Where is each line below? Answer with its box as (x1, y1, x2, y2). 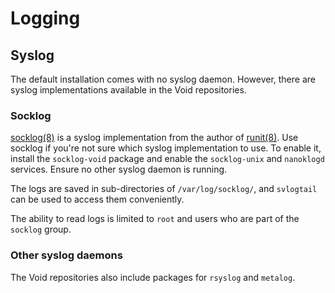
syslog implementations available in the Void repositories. (10, 84, 247, 96)
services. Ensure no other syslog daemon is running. (10, 163, 228, 176)
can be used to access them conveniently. (10, 193, 185, 206)
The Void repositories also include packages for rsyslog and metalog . (10, 271, 296, 283)
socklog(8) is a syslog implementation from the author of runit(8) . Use (10, 132, 299, 144)
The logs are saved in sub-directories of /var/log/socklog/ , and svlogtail (10, 183, 318, 195)
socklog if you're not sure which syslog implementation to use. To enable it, (10, 142, 322, 154)
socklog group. (10, 223, 72, 236)
